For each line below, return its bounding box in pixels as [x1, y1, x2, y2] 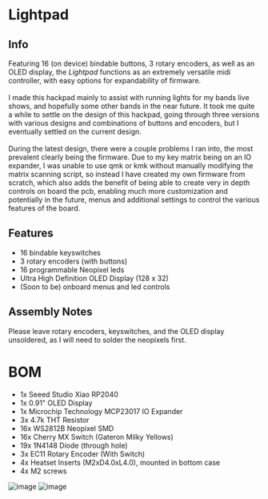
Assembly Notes [8, 305, 94, 319]
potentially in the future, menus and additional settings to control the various [8, 195, 260, 204]
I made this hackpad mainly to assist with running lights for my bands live [8, 93, 250, 102]
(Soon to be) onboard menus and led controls [19, 282, 170, 292]
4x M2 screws [19, 466, 67, 476]
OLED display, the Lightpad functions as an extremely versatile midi [8, 67, 231, 77]
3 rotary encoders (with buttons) [19, 256, 128, 266]
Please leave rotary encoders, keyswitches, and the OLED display [8, 326, 225, 336]
